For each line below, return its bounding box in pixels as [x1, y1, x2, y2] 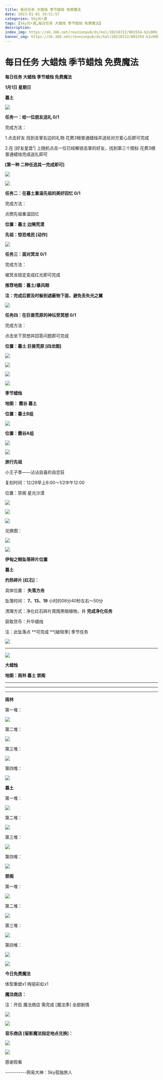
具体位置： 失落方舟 [5, 587, 45, 593]
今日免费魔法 [5, 970, 31, 976]
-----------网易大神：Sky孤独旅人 [5, 1069, 73, 1075]
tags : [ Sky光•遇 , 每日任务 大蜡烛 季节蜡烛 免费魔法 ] [5, 20, 101, 26]
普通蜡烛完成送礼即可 [5, 151, 48, 157]
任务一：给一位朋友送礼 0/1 [5, 114, 60, 120]
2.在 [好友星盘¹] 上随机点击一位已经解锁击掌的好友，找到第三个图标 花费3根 [5, 145, 156, 151]
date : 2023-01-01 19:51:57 [5, 12, 60, 17]
